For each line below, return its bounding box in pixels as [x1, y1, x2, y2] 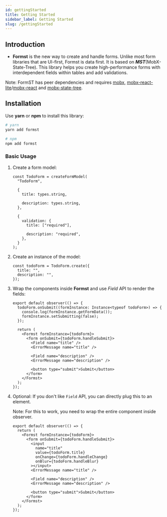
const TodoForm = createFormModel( [12, 174, 88, 179]
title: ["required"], [26, 222, 72, 227]
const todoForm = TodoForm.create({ [12, 263, 90, 268]
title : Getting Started [5, 12, 55, 17]
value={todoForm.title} [35, 450, 85, 455]
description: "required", [26, 232, 81, 237]
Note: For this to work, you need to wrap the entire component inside [12, 408, 156, 414]
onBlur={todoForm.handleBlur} [35, 458, 99, 464]
